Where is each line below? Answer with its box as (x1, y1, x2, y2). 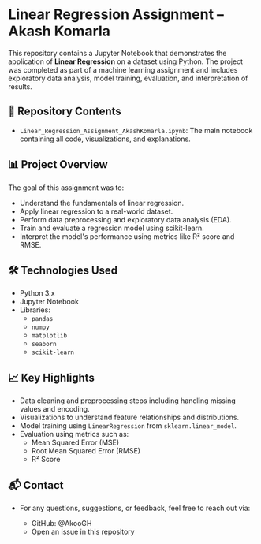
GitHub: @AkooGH (31, 519, 92, 527)
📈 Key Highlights (8, 371, 95, 384)
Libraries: (19, 305, 51, 315)
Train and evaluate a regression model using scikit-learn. (19, 223, 205, 233)
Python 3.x (19, 289, 55, 298)
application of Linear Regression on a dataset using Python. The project (8, 57, 243, 66)
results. (8, 81, 33, 91)
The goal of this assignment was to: (8, 183, 125, 192)
